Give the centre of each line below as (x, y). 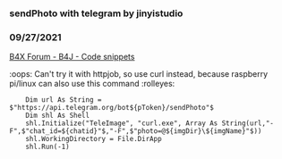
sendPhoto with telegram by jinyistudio (96, 13)
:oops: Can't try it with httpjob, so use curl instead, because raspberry (139, 74)
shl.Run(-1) (47, 147)
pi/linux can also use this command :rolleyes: (92, 84)
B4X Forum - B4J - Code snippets (72, 57)
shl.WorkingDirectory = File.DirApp (94, 139)
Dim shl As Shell (58, 116)
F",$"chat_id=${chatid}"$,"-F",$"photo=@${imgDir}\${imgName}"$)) (136, 131)
